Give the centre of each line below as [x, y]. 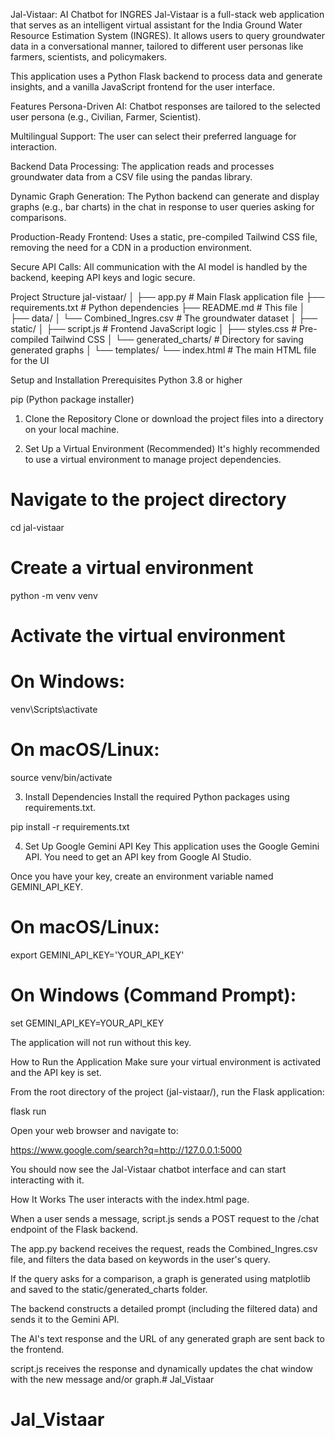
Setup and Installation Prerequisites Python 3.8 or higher [126, 380]
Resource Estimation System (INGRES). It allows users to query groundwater [167, 35]
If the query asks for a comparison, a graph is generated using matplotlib [160, 1278]
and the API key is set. [56, 1072]
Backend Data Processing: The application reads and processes [142, 166]
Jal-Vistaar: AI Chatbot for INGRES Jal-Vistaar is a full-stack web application [167, 14]
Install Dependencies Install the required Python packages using [157, 796]
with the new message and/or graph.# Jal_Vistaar [112, 1379]
